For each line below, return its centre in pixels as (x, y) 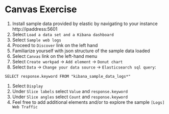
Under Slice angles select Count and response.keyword (70, 97)
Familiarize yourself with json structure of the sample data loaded (81, 51)
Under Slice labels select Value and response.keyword (70, 91)
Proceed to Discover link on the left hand (55, 45)
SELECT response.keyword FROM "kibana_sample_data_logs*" (68, 76)
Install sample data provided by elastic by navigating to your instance (85, 24)
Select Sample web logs (37, 40)
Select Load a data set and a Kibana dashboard (63, 34)
